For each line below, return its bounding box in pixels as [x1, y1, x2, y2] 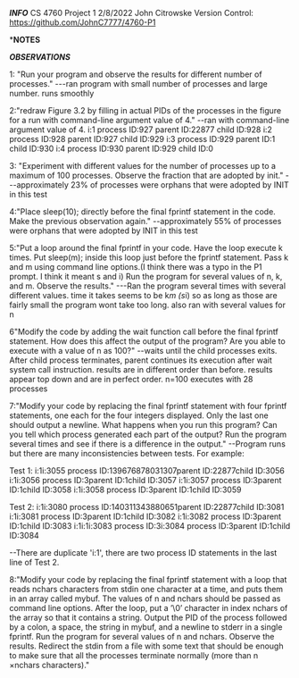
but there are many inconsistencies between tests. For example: [9, 448, 245, 458]
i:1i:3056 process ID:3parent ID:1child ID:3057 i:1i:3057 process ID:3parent [9, 475, 282, 485]
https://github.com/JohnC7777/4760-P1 [9, 17, 156, 28]
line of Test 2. [9, 557, 60, 567]
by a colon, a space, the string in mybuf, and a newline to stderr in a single [9, 622, 283, 632]
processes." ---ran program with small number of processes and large [9, 79, 268, 88]
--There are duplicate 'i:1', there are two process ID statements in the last [9, 548, 278, 557]
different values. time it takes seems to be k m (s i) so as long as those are [9, 290, 278, 300]
